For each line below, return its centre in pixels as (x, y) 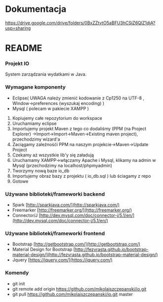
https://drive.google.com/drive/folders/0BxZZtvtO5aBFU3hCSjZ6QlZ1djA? (80, 23)
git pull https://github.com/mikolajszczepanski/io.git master (73, 294)
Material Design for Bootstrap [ (44, 250)
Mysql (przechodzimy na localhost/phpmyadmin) (62, 165)
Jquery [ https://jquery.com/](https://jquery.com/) (62, 260)
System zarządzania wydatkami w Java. (46, 74)
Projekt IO (17, 64)
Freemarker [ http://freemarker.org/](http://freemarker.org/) (72, 210)
